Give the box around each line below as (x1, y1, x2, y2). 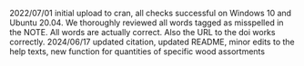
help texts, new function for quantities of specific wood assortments (9, 46, 266, 57)
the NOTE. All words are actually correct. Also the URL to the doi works (9, 27, 276, 37)
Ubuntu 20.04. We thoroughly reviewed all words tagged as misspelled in (9, 17, 284, 28)
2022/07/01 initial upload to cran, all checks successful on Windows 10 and (9, 8, 292, 18)
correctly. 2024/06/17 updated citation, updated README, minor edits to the (9, 36, 295, 47)
